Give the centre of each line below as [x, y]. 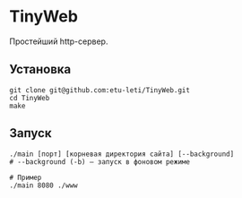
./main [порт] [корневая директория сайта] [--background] [122, 154]
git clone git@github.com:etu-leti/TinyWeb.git [100, 90]
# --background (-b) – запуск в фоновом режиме [100, 162]
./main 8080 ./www [43, 185]
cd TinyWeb [30, 98]
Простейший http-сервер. [59, 41]
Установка [40, 69]
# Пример [26, 177]
